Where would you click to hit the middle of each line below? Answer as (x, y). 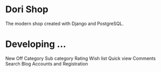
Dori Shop (27, 9)
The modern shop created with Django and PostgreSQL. (65, 23)
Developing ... (36, 44)
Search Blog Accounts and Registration (47, 64)
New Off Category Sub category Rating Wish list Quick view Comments (80, 58)
